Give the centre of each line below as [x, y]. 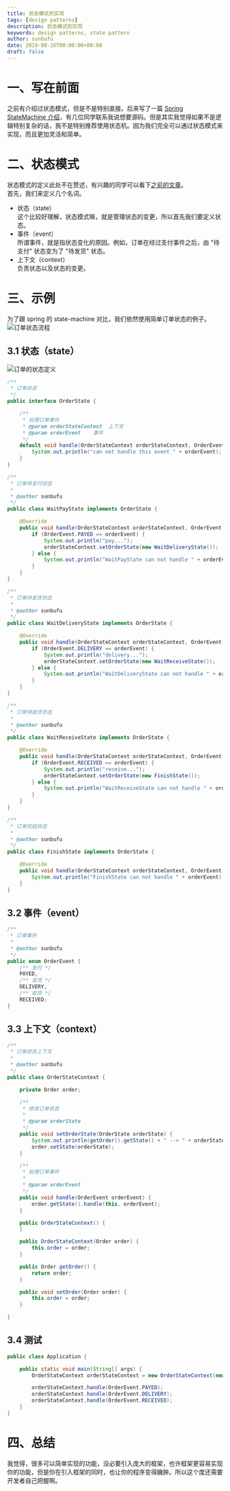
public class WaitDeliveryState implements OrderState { [90, 623]
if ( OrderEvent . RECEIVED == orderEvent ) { [93, 763]
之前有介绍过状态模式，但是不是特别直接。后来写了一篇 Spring [95, 108]
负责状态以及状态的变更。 [53, 268]
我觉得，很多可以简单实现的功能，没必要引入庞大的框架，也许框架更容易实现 [115, 1463]
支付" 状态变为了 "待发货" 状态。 [63, 251]
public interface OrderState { [52, 401]
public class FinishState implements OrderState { [81, 852]
